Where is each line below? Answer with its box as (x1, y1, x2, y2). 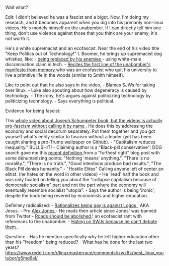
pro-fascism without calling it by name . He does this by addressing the (5, 123, 153, 129)
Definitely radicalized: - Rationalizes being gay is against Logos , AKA (5, 202, 149, 208)
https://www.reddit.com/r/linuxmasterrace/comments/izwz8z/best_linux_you (5, 250, 164, 255)
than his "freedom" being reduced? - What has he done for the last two (5, 239, 153, 245)
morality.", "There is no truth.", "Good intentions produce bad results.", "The (5, 161, 161, 166)
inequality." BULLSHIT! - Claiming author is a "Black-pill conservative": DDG (5, 144, 162, 150)
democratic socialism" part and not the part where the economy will (5, 182, 146, 188)
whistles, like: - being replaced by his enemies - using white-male (5, 56, 142, 62)
